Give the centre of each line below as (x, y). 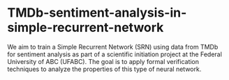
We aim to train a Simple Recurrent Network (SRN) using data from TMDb (113, 47)
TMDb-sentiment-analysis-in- (97, 13)
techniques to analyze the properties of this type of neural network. (104, 69)
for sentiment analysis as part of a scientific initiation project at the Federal (114, 54)
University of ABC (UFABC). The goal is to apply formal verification (103, 61)
